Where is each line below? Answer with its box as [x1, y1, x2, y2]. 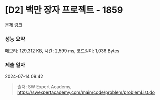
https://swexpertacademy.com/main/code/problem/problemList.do [17, 89, 155, 95]
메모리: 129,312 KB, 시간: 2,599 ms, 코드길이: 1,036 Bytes [5, 48, 120, 54]
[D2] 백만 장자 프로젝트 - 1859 [5, 4, 123, 16]
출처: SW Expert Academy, [17, 83, 72, 90]
